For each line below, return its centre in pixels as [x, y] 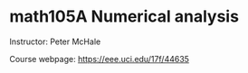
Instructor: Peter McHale [55, 41]
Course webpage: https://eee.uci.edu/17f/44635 [100, 59]
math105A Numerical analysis [124, 17]
